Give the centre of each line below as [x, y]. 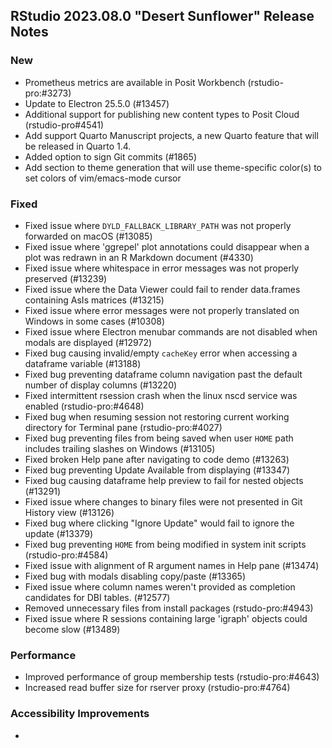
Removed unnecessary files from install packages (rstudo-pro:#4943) [169, 608]
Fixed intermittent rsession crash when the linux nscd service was [161, 395]
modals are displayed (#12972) [88, 342]
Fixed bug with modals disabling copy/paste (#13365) [135, 576]
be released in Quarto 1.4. [78, 146]
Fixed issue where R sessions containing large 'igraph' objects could [166, 618]
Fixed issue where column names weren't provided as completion [160, 586]
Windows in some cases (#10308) [95, 321]
